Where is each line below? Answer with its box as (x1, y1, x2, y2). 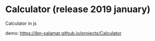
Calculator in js (5, 20, 37, 26)
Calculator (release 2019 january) (5, 4, 151, 15)
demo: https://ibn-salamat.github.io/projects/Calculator (5, 30, 122, 36)
